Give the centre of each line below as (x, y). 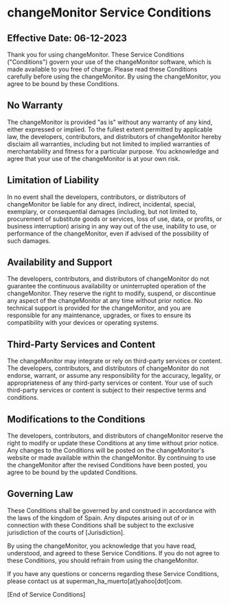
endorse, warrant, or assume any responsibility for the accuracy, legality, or (114, 376)
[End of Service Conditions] (46, 594)
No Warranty (35, 106)
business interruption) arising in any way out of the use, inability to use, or (112, 226)
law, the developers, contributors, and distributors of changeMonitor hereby (114, 136)
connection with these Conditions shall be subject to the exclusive (101, 525)
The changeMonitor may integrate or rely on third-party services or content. (115, 361)
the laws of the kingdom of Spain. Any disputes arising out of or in (101, 518)
